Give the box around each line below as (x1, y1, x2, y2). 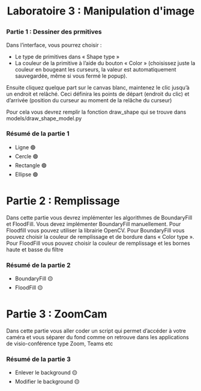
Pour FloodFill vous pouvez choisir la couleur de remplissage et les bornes (6, 239, 190, 247)
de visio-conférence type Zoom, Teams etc (6, 340, 113, 347)
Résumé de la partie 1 (6, 129, 70, 138)
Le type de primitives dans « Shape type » (14, 53, 120, 60)
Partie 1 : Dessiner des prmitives (6, 28, 102, 36)
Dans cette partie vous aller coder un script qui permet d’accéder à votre (6, 327, 186, 334)
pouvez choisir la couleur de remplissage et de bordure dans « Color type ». (6, 233, 194, 240)
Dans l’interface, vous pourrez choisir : (6, 41, 102, 49)
